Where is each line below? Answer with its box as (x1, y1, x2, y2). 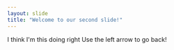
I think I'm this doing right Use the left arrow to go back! (7, 35, 167, 43)
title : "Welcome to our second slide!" (7, 16, 123, 23)
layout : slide (7, 10, 49, 17)
